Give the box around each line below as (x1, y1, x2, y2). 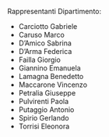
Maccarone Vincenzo (18, 80, 87, 89)
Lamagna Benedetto (18, 72, 84, 81)
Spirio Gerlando (18, 114, 69, 122)
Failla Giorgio (18, 55, 62, 64)
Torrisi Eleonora (18, 121, 70, 131)
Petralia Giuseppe (18, 88, 76, 97)
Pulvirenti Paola (18, 97, 69, 106)
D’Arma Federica (18, 47, 72, 56)
